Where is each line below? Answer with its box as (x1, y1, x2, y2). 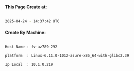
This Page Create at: (5, 4, 47, 10)
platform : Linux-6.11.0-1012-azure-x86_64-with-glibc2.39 (5, 53, 130, 58)
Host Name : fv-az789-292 (5, 44, 57, 50)
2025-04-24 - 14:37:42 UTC (5, 19, 60, 24)
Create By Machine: (5, 29, 46, 35)
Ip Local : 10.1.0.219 (5, 62, 53, 67)
